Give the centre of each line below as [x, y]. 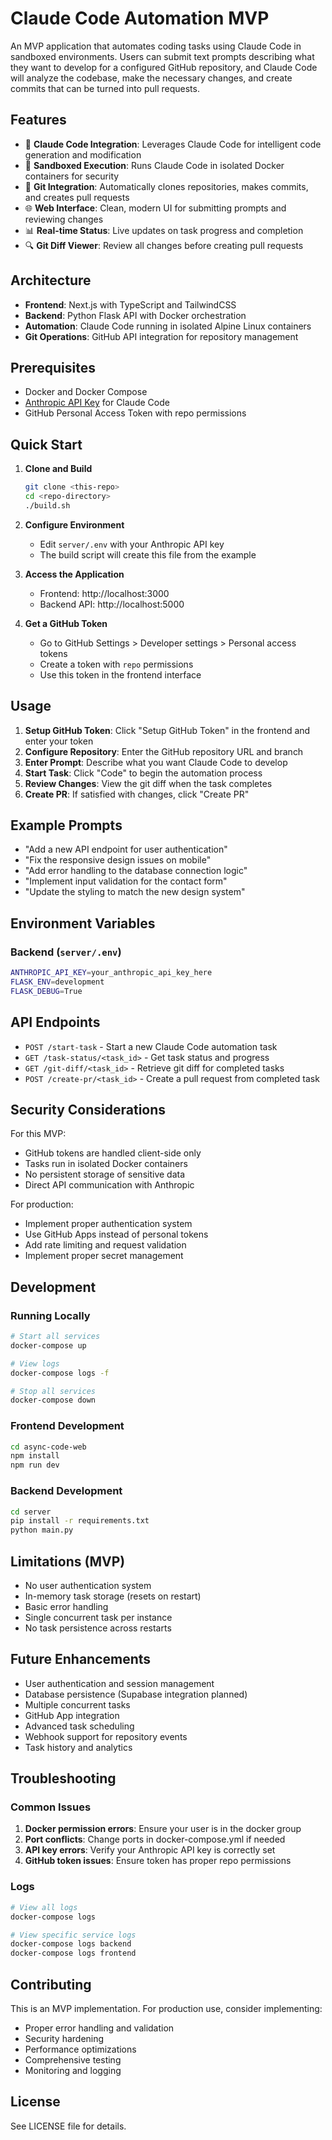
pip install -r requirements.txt [80, 1521]
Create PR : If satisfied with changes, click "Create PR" [137, 794]
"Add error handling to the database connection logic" [136, 871]
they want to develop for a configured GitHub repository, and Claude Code [164, 67]
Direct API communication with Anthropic [109, 1185]
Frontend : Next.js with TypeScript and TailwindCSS [130, 304]
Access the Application [74, 574]
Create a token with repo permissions [116, 664]
